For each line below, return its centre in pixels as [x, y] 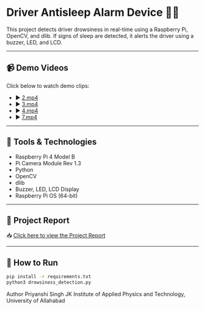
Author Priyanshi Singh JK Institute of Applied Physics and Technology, [96, 294]
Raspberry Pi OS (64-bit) [46, 195]
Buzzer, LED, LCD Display [47, 189]
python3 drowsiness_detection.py [49, 283]
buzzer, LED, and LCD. [34, 42]
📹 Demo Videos [38, 68]
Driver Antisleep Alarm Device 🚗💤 [93, 13]
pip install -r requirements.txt [49, 277]
